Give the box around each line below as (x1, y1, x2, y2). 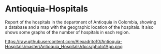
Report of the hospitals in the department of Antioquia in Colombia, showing (5, 19, 157, 25)
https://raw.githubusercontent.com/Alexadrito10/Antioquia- (5, 38, 122, 44)
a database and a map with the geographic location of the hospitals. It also (5, 24, 154, 30)
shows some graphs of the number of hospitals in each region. (5, 29, 130, 35)
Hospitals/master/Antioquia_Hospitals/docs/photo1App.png (5, 43, 123, 49)
